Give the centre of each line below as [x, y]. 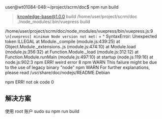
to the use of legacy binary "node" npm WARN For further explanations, [78, 67]
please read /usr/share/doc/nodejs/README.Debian [58, 72]
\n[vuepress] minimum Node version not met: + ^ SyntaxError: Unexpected [81, 36]
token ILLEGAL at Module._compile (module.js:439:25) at [63, 41]
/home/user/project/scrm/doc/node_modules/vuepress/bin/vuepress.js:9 [79, 31]
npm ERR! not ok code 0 [29, 82]
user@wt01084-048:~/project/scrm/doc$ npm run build [62, 7]
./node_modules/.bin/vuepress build [54, 22]
